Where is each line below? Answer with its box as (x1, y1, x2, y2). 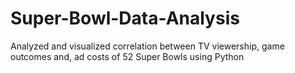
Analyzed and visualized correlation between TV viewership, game (10, 40, 285, 52)
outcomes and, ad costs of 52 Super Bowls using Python (10, 50, 245, 62)
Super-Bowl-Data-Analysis (10, 7, 240, 30)
